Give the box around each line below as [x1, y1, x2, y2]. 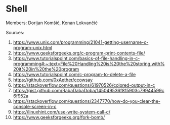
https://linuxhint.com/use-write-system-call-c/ [13, 109, 111, 115]
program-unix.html [13, 44, 53, 50]
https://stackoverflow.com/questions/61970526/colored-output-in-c [13, 82, 155, 88]
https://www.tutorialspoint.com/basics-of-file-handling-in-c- [13, 55, 140, 61]
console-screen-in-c [13, 103, 57, 109]
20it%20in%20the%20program [13, 66, 79, 72]
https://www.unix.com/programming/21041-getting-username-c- [13, 39, 149, 45]
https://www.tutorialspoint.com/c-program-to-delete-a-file [13, 71, 136, 77]
